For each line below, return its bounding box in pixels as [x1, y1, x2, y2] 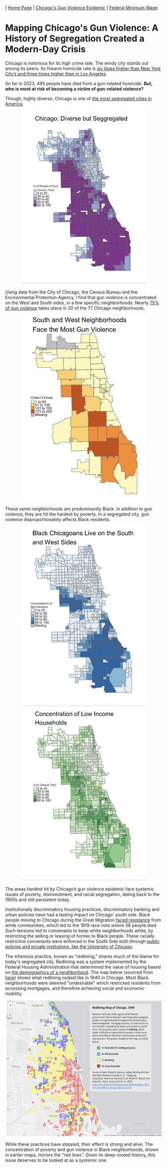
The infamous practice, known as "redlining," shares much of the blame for [5, 953, 160, 959]
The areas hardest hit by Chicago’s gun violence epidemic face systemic [5, 886, 155, 892]
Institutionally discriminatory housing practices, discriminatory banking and [5, 906, 160, 912]
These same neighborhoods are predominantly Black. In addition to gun [5, 506, 153, 512]
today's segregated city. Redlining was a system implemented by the [5, 959, 147, 965]
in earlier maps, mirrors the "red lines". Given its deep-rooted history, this [5, 1152, 156, 1158]
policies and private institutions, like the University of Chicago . [5, 944, 134, 950]
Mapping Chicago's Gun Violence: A [5, 23, 159, 34]
